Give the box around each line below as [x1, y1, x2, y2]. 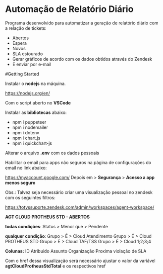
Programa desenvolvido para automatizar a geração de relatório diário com [5, 20, 159, 26]
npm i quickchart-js [12, 140, 52, 146]
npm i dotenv [12, 129, 40, 135]
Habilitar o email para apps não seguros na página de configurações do [5, 159, 152, 165]
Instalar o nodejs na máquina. [5, 81, 66, 87]
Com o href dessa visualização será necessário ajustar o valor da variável [5, 258, 156, 264]
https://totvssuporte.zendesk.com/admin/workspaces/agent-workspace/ [5, 204, 155, 210]
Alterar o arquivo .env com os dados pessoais [5, 150, 100, 156]
